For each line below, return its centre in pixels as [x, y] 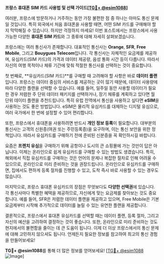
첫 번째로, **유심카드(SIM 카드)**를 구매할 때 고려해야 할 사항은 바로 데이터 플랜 [81, 76]
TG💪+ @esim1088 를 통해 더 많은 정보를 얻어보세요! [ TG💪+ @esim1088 [74, 251]
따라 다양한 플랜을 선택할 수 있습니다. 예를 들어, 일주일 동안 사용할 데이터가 [76, 88]
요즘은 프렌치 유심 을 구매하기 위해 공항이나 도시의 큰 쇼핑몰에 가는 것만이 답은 [79, 146]
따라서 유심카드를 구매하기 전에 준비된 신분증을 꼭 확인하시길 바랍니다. [90, 135]
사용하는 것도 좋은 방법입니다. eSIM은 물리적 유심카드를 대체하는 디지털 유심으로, [82, 106]
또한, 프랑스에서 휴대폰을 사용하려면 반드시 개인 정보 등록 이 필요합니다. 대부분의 [81, 123]
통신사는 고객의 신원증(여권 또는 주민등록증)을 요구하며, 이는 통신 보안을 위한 [78, 129]
